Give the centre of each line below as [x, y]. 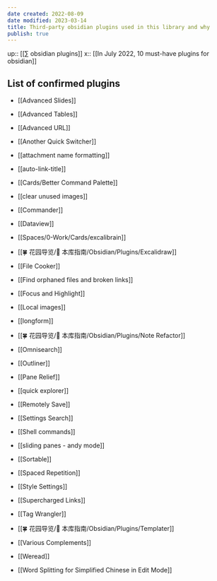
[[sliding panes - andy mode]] [61, 445]
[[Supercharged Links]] [52, 500]
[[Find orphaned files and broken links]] [75, 280]
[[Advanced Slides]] [47, 100]
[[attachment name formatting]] [64, 155]
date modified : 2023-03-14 [47, 20]
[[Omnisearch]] [40, 350]
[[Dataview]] [36, 224]
